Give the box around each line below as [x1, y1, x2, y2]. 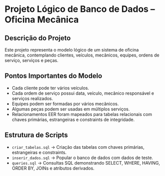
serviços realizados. [11, 95, 53, 101]
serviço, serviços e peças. [4, 58, 58, 63]
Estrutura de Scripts [4, 131, 68, 139]
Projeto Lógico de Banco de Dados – [4, 3, 155, 15]
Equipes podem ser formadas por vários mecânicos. [11, 101, 119, 107]
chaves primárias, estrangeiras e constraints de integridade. [11, 117, 135, 122]
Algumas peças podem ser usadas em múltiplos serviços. [11, 106, 130, 112]
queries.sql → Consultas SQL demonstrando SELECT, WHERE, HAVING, [11, 160, 161, 166]
